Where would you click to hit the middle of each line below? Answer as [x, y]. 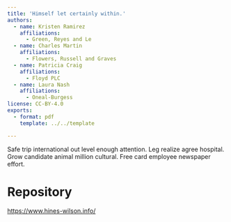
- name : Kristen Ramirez [49, 26]
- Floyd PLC [43, 78]
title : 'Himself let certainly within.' [67, 14]
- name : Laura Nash [42, 85]
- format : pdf [34, 117]
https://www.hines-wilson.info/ [51, 211]
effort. [16, 164]
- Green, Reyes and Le [58, 40]
